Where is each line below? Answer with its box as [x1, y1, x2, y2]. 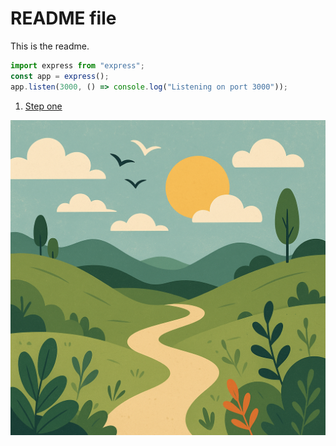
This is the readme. [10, 40, 90, 52]
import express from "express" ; [10, 60, 145, 71]
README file [10, 7, 117, 30]
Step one [24, 100, 63, 112]
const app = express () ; [10, 71, 110, 81]
